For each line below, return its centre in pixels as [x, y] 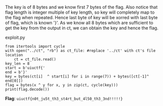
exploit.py [15, 37]
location [14, 55]
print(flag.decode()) [27, 89]
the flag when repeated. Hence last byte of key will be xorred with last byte [81, 17]
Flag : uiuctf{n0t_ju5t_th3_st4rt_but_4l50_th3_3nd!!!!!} [64, 98]
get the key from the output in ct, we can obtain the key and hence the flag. [82, 28]
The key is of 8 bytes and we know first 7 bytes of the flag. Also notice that [81, 7]
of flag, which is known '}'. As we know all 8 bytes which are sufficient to [79, 23]
